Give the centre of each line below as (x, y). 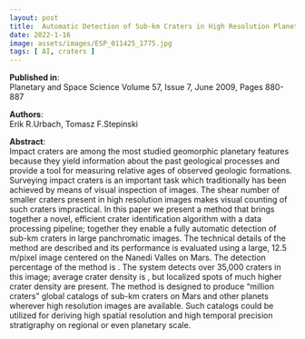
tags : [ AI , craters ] (52, 52)
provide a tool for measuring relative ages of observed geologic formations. (151, 171)
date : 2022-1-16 (40, 35)
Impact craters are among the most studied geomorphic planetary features (149, 152)
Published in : (34, 77)
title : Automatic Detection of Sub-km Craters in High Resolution (140, 26)
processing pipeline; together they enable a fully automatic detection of (143, 229)
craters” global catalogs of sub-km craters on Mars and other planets (139, 296)
